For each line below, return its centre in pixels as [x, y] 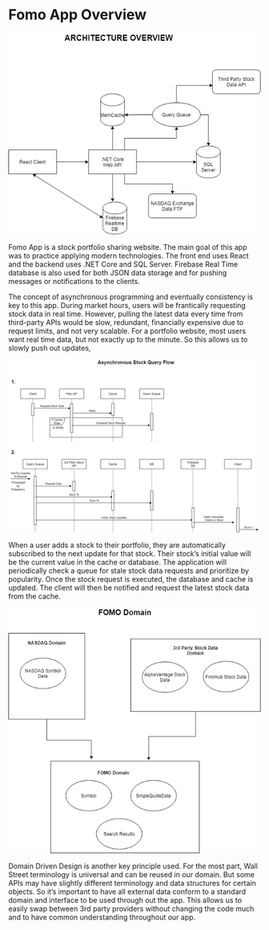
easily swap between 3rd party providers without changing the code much [131, 909]
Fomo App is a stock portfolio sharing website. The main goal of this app [128, 247]
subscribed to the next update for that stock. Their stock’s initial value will [130, 554]
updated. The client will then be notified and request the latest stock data [129, 588]
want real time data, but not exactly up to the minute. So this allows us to [128, 339]
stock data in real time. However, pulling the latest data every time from [126, 314]
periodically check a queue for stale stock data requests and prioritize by [129, 571]
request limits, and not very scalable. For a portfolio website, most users [127, 331]
